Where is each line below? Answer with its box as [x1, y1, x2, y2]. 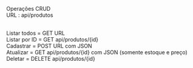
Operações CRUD [6, 5, 51, 12]
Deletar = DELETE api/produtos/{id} [6, 55, 95, 62]
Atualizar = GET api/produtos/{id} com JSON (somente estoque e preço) [6, 49, 188, 56]
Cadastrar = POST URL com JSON [6, 42, 92, 49]
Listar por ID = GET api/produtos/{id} [6, 36, 99, 43]
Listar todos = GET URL [6, 29, 65, 37]
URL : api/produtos [6, 11, 53, 19]
